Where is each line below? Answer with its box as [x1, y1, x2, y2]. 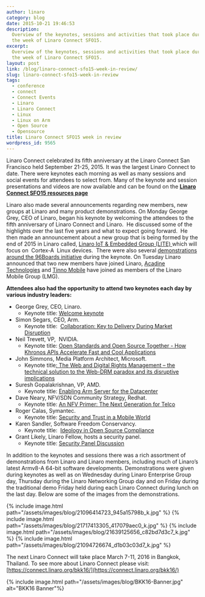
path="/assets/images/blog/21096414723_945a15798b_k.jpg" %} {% [6, 509, 180, 516]
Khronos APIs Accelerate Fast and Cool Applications [24, 348, 156, 356]
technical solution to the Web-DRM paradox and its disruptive [24, 368, 179, 375]
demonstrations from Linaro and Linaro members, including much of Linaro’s [6, 457, 198, 465]
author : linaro [6, 9, 45, 15]
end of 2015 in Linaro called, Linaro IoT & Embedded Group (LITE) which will [6, 240, 197, 247]
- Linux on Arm [12, 117, 51, 123]
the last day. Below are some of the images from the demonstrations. [6, 490, 180, 498]
